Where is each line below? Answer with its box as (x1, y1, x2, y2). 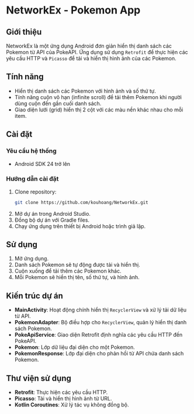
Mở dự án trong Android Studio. (14, 210, 91, 217)
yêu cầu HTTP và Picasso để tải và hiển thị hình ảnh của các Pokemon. (6, 55, 176, 62)
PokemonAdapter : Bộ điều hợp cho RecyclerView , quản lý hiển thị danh (14, 319, 187, 326)
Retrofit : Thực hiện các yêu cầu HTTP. (14, 389, 108, 396)
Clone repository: (14, 188, 57, 195)
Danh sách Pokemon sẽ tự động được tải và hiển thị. (14, 262, 140, 269)
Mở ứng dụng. (14, 255, 49, 262)
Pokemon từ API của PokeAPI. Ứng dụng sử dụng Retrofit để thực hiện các (6, 49, 188, 56)
